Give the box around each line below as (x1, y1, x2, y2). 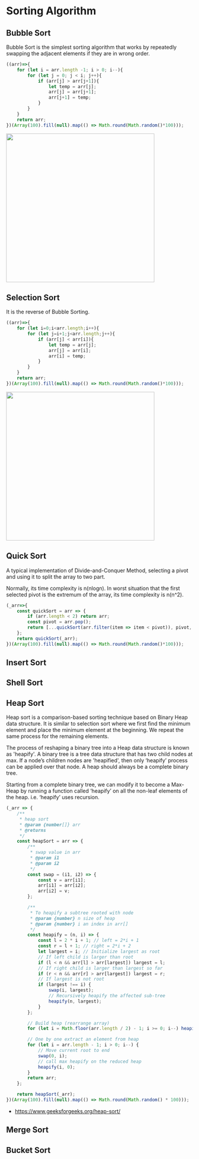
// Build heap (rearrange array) (27, 1020, 110, 1026)
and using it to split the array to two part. (6, 573, 105, 580)
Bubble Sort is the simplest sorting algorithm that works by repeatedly (6, 43, 177, 51)
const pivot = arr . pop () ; (27, 619, 92, 625)
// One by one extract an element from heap (27, 1036, 139, 1042)
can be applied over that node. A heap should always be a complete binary (6, 763, 189, 771)
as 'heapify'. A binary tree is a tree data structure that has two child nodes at (6, 750, 193, 758)
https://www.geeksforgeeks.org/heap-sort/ (14, 1107, 121, 1114)
